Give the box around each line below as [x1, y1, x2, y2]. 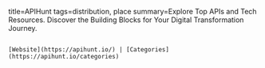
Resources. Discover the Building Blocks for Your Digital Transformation [8, 15, 244, 25]
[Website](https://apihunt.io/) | [8, 46, 124, 54]
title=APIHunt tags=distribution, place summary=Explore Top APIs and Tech [8, 7, 257, 16]
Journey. [8, 24, 38, 32]
